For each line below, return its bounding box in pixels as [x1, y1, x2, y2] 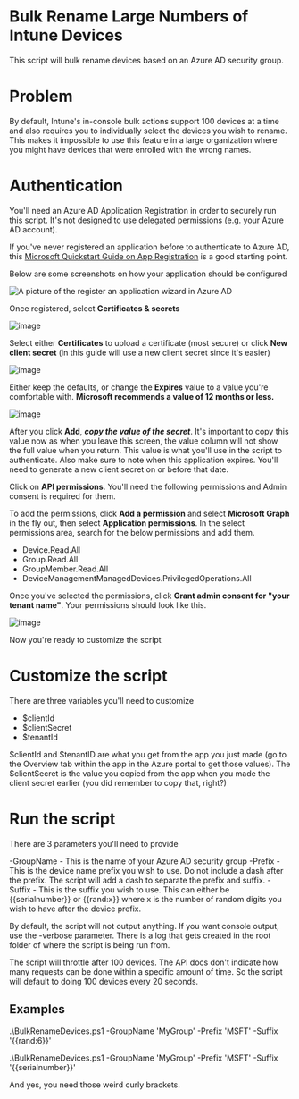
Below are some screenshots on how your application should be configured [9, 268, 287, 279]
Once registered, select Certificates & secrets [9, 302, 180, 314]
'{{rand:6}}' [9, 1035, 52, 1045]
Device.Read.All [21, 544, 81, 555]
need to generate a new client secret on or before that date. [9, 463, 229, 475]
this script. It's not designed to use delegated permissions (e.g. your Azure [9, 215, 284, 225]
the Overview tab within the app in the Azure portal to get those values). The [9, 758, 291, 769]
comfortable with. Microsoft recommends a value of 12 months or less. [9, 391, 275, 402]
